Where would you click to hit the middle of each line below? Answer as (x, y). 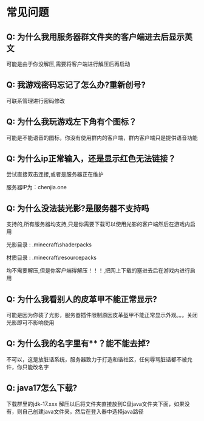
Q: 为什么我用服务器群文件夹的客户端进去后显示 (96, 37)
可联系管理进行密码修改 (36, 100)
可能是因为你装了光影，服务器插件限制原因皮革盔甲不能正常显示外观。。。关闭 (102, 315)
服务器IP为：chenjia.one (36, 187)
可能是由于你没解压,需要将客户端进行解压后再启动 (68, 64)
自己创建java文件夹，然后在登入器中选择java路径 (83, 411)
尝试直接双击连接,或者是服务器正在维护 (55, 175)
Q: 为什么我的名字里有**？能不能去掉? (78, 343)
